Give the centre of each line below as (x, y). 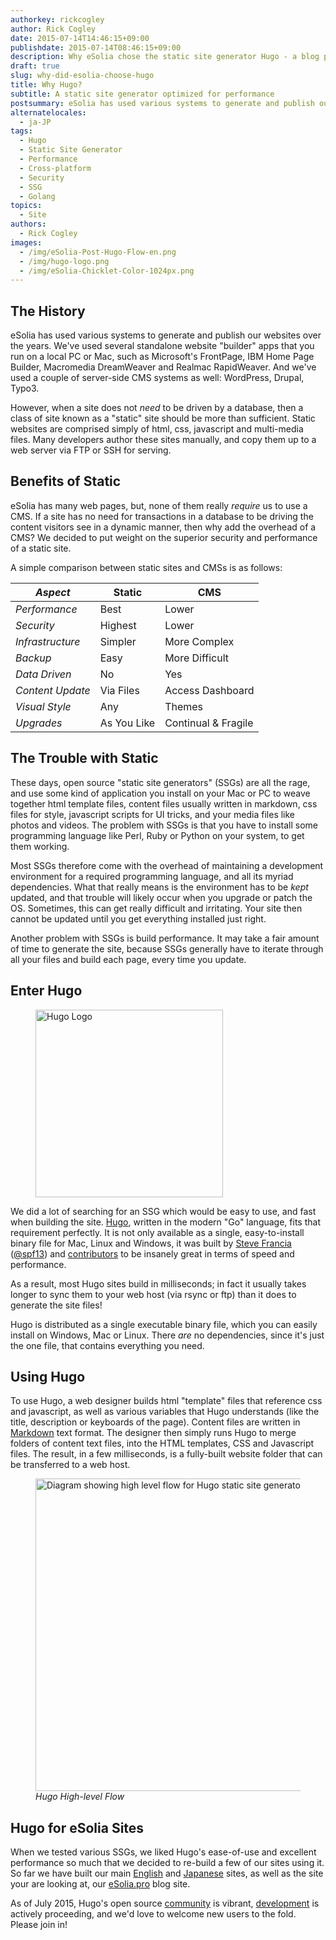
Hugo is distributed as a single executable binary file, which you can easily (164, 1324)
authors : (28, 224)
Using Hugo (48, 1376)
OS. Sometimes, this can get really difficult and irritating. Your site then (156, 908)
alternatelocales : (48, 112)
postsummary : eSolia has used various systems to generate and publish (162, 103)
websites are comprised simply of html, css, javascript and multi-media (157, 429)
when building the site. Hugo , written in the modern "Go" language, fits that (165, 1222)
